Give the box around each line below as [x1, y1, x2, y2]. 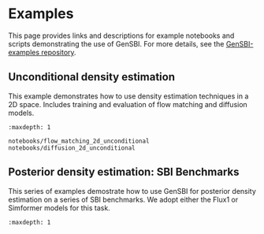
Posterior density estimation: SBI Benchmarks [8, 165, 240, 179]
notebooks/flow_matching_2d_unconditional [8, 137, 150, 145]
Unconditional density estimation [8, 70, 176, 84]
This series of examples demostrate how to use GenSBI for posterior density [8, 186, 256, 195]
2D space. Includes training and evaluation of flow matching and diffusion [8, 99, 248, 109]
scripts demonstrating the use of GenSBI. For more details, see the [8, 39, 225, 48]
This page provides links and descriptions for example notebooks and [8, 31, 235, 40]
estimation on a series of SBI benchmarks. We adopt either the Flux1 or [8, 195, 239, 204]
